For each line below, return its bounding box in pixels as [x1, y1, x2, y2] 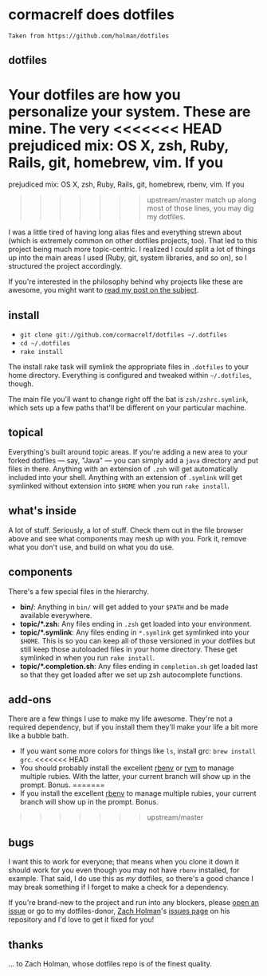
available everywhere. [19, 610, 92, 620]
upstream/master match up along [147, 195, 257, 205]
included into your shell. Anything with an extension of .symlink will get [8, 472, 243, 482]
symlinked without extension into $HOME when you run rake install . [8, 481, 230, 490]
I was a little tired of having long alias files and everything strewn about [8, 227, 241, 237]
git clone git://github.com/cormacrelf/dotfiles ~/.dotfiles [19, 331, 228, 340]
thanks [8, 938, 44, 951]
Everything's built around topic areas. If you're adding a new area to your [8, 447, 249, 456]
